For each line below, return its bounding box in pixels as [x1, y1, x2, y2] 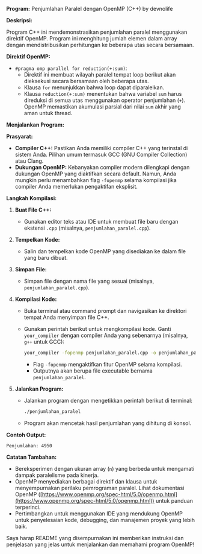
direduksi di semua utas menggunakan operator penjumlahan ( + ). [23, 96, 186, 104]
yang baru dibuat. [23, 254, 68, 261]
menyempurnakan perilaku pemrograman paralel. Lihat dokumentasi [14, 484, 185, 491]
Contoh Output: [6, 431, 46, 438]
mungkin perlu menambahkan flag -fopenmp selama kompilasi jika [14, 177, 177, 183]
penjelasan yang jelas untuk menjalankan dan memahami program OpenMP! [6, 541, 195, 548]
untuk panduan [155, 497, 194, 504]
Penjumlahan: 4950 [6, 442, 52, 449]
